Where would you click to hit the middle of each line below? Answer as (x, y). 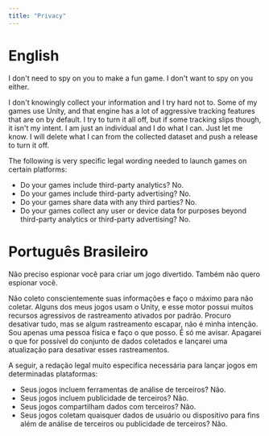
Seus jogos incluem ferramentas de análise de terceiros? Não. (123, 389)
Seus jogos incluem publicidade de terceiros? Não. (104, 398)
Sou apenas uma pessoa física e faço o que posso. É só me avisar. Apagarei (135, 332)
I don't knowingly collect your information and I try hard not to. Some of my (133, 102)
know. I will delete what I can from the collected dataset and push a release (133, 136)
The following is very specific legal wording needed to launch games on (128, 160)
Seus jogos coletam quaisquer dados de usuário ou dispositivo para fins (140, 415)
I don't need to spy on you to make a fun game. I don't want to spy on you (131, 78)
